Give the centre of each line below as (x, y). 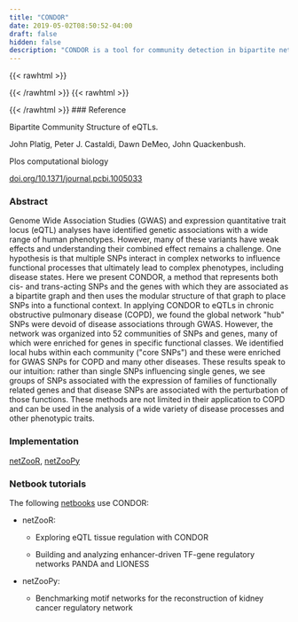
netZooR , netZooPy (45, 461)
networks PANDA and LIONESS (92, 564)
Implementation (44, 441)
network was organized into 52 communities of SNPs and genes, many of (143, 334)
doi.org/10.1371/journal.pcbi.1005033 (76, 179)
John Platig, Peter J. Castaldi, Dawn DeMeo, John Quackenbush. (128, 144)
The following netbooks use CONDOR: (79, 503)
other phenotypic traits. (52, 418)
